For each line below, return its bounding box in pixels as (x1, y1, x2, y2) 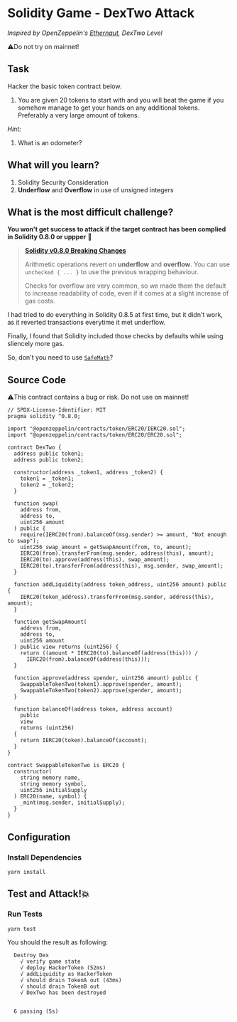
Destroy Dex (13, 951, 50, 959)
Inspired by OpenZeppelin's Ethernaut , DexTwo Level (7, 28, 163, 37)
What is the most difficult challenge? (7, 206, 174, 218)
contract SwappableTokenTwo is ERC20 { (7, 762, 126, 769)
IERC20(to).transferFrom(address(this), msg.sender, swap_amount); (20, 563, 224, 570)
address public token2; (13, 457, 84, 464)
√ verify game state (20, 958, 81, 965)
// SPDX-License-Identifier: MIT (7, 407, 106, 414)
